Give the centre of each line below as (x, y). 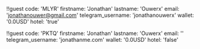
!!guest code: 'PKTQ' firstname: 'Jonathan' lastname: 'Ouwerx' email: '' (95, 33)
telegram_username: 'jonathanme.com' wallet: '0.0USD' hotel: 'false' (92, 40)
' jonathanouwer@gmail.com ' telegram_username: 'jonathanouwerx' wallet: (100, 15)
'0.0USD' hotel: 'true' (33, 21)
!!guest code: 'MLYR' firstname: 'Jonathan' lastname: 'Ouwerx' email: (93, 9)
